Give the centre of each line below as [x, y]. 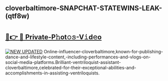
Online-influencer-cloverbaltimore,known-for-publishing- [103, 52]
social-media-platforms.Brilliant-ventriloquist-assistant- [63, 62]
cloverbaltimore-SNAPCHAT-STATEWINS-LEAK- [84, 8]
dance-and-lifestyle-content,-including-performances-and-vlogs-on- [78, 57]
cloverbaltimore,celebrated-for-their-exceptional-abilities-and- [71, 68]
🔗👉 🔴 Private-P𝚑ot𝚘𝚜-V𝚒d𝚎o [54, 37]
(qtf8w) [17, 16]
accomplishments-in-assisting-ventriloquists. [52, 73]
